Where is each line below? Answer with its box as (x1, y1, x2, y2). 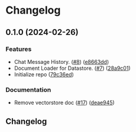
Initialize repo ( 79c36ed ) (14, 70, 75, 78)
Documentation (5, 85, 51, 94)
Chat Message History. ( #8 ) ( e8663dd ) (14, 58, 109, 65)
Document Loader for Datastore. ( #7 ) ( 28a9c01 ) (14, 65, 131, 72)
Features (5, 45, 32, 53)
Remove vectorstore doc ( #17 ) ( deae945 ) (14, 99, 115, 107)
